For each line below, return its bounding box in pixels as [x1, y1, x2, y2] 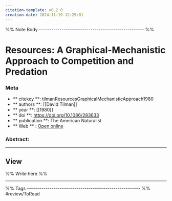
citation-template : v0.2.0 [5, 7, 63, 13]
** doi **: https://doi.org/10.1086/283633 [12, 112, 99, 118]
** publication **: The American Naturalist [12, 117, 102, 123]
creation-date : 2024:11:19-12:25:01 [5, 12, 83, 17]
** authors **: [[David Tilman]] [12, 101, 77, 107]
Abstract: [5, 136, 30, 143]
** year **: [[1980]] [12, 106, 54, 113]
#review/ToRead [5, 191, 40, 197]
